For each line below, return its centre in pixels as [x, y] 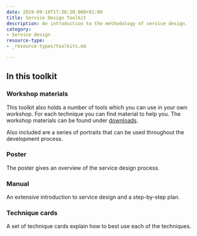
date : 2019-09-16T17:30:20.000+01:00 [55, 12]
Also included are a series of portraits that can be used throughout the [95, 132]
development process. [35, 139]
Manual [18, 183]
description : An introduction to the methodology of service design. [97, 23]
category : [19, 29]
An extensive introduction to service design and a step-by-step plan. [93, 197]
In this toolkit [32, 76]
